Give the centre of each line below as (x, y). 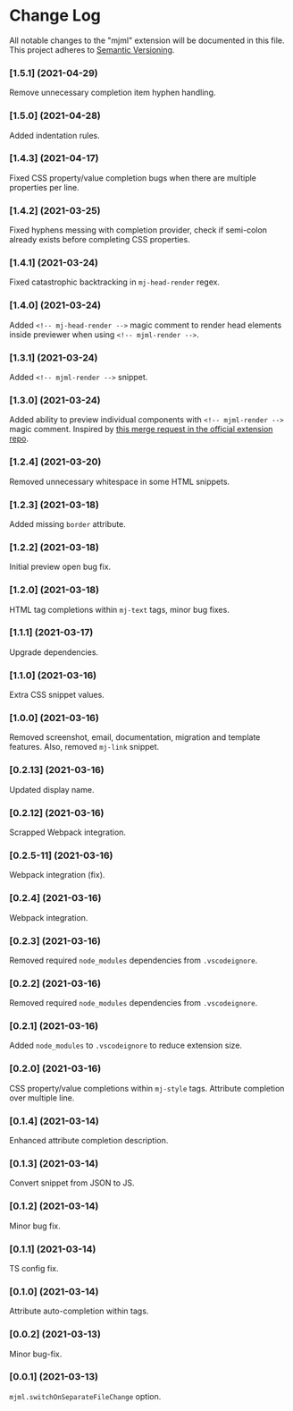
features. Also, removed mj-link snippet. (84, 747)
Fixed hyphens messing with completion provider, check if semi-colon (138, 230)
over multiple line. (42, 1098)
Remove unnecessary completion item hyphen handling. (113, 93)
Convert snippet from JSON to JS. (72, 1183)
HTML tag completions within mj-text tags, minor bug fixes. (119, 609)
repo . (19, 438)
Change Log (55, 16)
